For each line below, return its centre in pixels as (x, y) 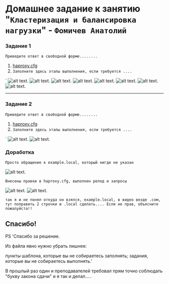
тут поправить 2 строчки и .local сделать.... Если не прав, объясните (82, 204)
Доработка (20, 152)
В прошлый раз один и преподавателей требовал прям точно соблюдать (84, 271)
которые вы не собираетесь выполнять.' (49, 261)
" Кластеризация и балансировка (71, 19)
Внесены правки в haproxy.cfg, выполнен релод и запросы (66, 181)
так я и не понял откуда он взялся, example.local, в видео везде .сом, (83, 200)
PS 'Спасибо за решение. (33, 236)
